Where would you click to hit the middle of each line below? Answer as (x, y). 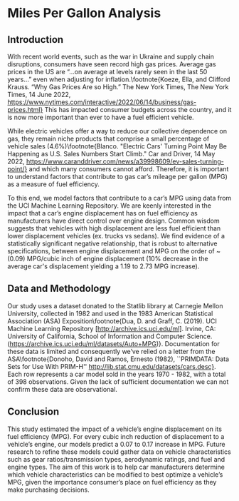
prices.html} (25, 110)
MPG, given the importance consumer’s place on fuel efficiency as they (112, 482)
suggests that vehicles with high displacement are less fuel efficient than (114, 228)
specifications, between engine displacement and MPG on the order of (111, 251)
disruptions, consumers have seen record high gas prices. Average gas (112, 64)
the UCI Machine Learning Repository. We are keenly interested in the (110, 206)
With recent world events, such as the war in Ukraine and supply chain (111, 56)
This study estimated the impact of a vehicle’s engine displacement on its (115, 429)
